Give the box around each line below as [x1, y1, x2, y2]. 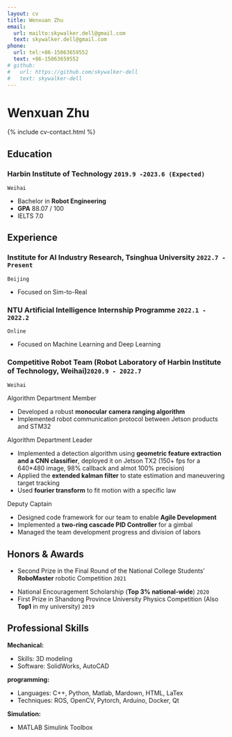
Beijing [7, 276, 30, 283]
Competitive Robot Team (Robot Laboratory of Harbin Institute [7, 357, 222, 367]
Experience [7, 232, 58, 244]
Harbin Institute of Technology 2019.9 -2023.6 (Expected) [7, 168, 206, 178]
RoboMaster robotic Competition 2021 [17, 574, 126, 583]
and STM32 [17, 422, 51, 431]
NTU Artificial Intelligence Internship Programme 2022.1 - [7, 305, 206, 315]
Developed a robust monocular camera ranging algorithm [17, 408, 185, 416]
